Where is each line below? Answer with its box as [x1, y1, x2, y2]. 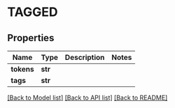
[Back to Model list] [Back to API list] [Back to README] [7, 93, 168, 102]
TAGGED [7, 4, 58, 20]
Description [64, 53, 105, 62]
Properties [7, 32, 55, 44]
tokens [10, 64, 34, 74]
